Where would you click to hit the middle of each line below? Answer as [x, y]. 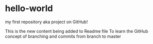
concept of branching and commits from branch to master [63, 36]
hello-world [29, 8]
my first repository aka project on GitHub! [47, 22]
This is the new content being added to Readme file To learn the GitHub [76, 31]
